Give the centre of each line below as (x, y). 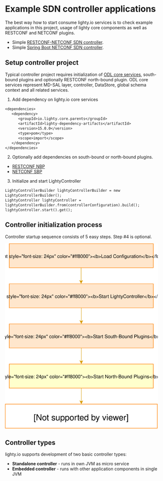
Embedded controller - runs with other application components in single (85, 469)
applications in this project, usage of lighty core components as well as (76, 27)
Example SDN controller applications (81, 9)
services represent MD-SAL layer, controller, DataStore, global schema (76, 85)
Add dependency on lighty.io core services (55, 99)
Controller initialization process (54, 225)
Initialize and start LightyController (47, 181)
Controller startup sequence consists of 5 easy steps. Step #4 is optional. (78, 237)
